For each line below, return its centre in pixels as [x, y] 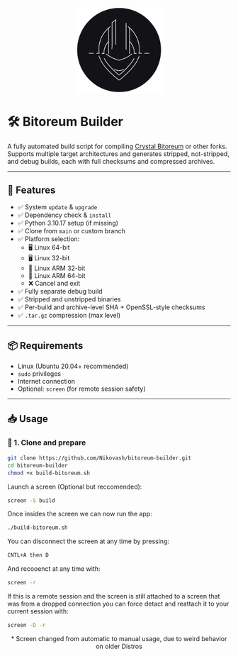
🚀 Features [32, 190]
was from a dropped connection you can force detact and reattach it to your [118, 604]
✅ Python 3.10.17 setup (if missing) [68, 223]
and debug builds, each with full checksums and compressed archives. [111, 161]
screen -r [22, 583]
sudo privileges [39, 374]
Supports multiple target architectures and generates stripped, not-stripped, [119, 154]
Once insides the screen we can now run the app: [80, 514]
